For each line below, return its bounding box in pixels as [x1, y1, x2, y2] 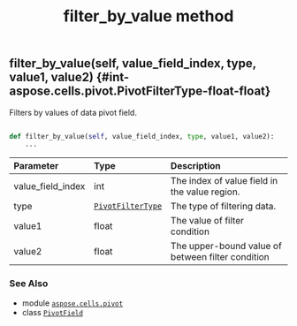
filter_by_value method [63, 6, 234, 27]
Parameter [13, 160, 59, 172]
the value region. [171, 186, 240, 198]
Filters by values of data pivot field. [9, 107, 137, 118]
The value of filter [171, 215, 245, 227]
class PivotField [21, 307, 84, 317]
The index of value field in [171, 175, 278, 187]
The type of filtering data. [171, 201, 277, 213]
